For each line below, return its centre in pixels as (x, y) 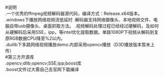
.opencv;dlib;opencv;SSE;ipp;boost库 (43, 63)
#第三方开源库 (20, 57)
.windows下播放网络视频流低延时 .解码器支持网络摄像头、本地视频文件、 (79, 20)
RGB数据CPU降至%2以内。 (37, 38)
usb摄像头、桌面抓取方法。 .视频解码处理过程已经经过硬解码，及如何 (88, 26)
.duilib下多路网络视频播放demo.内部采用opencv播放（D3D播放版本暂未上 (80, 44)
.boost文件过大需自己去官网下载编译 (42, 69)
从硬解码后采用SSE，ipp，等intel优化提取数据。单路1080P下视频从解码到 (80, 32)
